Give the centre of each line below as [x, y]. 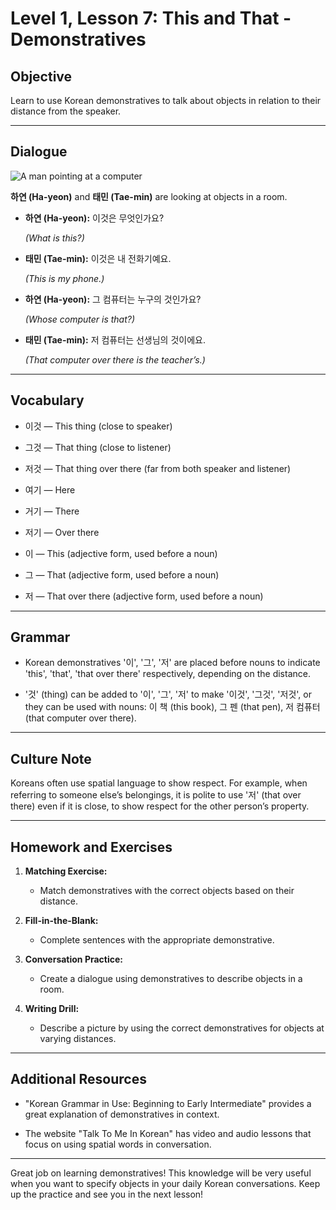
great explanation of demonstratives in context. [122, 1114]
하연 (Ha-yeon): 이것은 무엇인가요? [94, 218]
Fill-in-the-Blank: [61, 921]
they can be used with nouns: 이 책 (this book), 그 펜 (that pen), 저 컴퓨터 [172, 707]
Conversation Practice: [74, 959]
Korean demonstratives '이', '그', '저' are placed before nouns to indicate [172, 663]
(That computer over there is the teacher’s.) [115, 359]
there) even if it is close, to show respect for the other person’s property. [160, 806]
